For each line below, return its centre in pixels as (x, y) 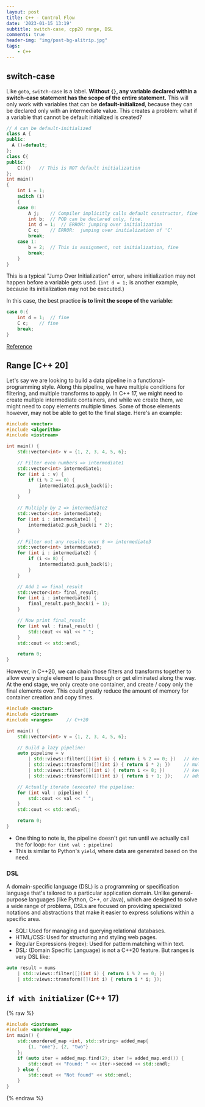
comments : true (26, 35)
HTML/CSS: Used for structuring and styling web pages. (86, 937)
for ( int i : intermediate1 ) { (57, 519)
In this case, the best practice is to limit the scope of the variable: (90, 301)
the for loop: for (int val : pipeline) (64, 844)
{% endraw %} (25, 1098)
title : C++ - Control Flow (41, 18)
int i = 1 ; (31, 191)
